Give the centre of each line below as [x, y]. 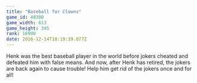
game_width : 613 [26, 23]
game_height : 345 [28, 28]
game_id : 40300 [25, 17]
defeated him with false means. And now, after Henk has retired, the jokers [98, 62]
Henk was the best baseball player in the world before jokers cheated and [97, 56]
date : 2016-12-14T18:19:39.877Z [46, 39]
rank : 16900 [21, 34]
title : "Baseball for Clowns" [44, 12]
